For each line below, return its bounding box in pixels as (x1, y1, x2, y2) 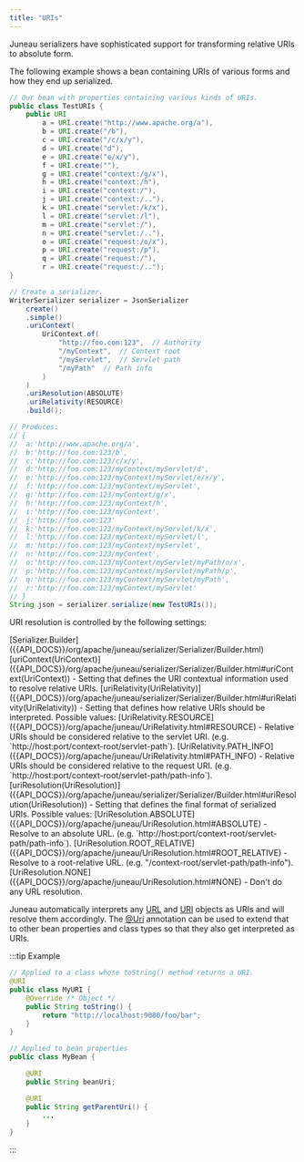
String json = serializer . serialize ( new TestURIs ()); (9, 601, 218, 610)
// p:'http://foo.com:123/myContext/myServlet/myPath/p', (9, 566, 238, 575)
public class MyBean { (9, 1053, 96, 1062)
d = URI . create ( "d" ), (42, 143, 125, 153)
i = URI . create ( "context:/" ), (42, 186, 157, 196)
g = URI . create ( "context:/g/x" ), (42, 170, 169, 179)
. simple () (25, 313, 64, 322)
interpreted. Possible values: (9, 712, 117, 723)
